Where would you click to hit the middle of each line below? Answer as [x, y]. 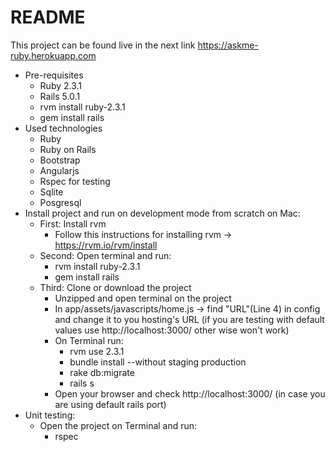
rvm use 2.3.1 [97, 351]
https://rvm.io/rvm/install [106, 245]
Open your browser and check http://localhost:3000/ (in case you [190, 393]
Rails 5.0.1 [60, 96]
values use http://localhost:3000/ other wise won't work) [172, 330]
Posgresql [60, 202]
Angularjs [59, 170]
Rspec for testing [75, 181]
